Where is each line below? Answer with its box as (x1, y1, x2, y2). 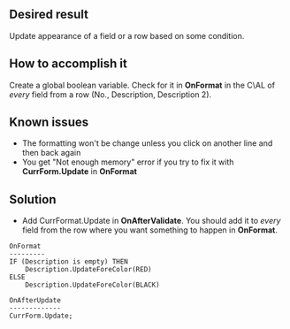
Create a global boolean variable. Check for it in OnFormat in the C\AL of (9, 80, 276, 90)
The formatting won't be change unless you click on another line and (21, 138, 273, 149)
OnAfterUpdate (9, 296, 62, 305)
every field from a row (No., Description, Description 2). (9, 88, 212, 100)
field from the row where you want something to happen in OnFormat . (21, 225, 279, 235)
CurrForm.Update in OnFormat (21, 166, 137, 177)
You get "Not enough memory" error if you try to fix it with (21, 157, 234, 167)
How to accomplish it (9, 57, 128, 72)
